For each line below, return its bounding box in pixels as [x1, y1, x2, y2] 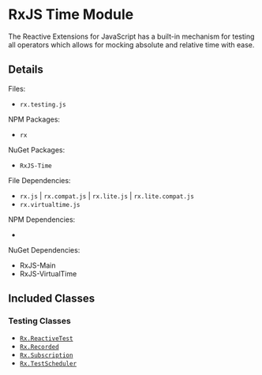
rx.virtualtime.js [19, 201, 80, 208]
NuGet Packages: [8, 144, 65, 155]
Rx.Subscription [19, 351, 73, 360]
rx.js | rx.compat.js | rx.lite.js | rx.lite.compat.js [19, 191, 195, 201]
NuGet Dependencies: [8, 245, 80, 254]
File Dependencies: [8, 175, 71, 185]
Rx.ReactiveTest [19, 335, 73, 343]
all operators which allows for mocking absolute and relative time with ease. [8, 39, 255, 49]
